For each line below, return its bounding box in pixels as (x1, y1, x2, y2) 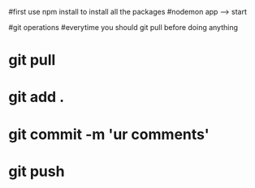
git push (8, 162, 65, 181)
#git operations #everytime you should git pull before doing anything (8, 23, 238, 32)
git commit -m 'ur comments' (8, 125, 210, 143)
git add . (8, 88, 65, 106)
